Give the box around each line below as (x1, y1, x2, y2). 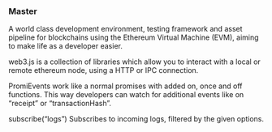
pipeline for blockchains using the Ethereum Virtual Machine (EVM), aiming (8, 32, 259, 42)
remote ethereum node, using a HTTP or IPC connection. (8, 66, 199, 75)
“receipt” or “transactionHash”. (8, 99, 112, 109)
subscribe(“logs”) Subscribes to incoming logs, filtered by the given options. (8, 114, 265, 124)
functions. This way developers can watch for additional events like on (8, 90, 244, 100)
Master (8, 6, 38, 17)
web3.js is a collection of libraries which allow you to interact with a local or (8, 57, 261, 66)
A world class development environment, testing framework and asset (8, 24, 243, 34)
